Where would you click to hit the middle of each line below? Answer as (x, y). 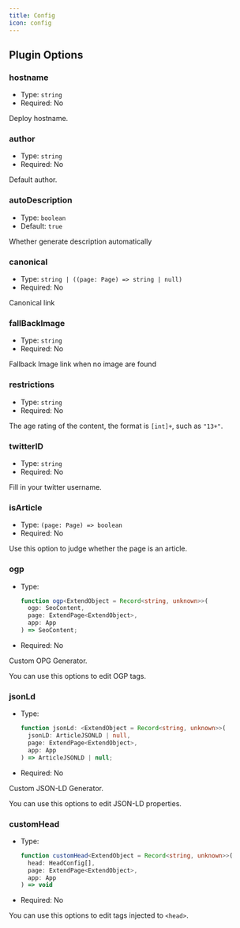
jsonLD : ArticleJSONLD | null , (79, 736)
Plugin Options (46, 55)
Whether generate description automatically (81, 241)
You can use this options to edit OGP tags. (78, 676)
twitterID (26, 446)
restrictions (32, 384)
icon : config (30, 23)
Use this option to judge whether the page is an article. (98, 549)
